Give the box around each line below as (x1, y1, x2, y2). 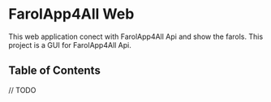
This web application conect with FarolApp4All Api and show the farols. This (8, 32, 264, 41)
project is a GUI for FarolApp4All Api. (8, 40, 132, 49)
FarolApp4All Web (8, 5, 135, 23)
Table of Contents (8, 64, 101, 78)
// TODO (8, 85, 37, 95)
